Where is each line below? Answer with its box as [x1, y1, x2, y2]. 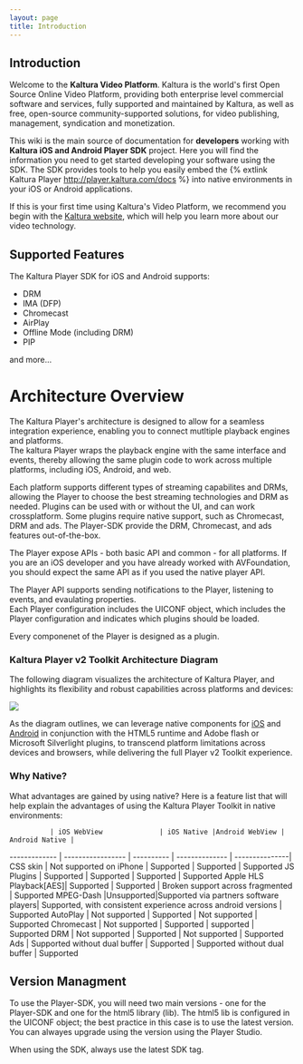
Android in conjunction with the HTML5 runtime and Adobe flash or [9, 727, 260, 739]
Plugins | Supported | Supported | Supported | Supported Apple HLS [9, 870, 264, 881]
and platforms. [9, 435, 64, 446]
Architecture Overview [9, 386, 185, 406]
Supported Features [9, 247, 125, 262]
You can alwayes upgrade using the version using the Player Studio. [9, 1027, 263, 1038]
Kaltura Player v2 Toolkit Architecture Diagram [9, 653, 219, 666]
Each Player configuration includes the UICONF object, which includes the [9, 604, 287, 615]
